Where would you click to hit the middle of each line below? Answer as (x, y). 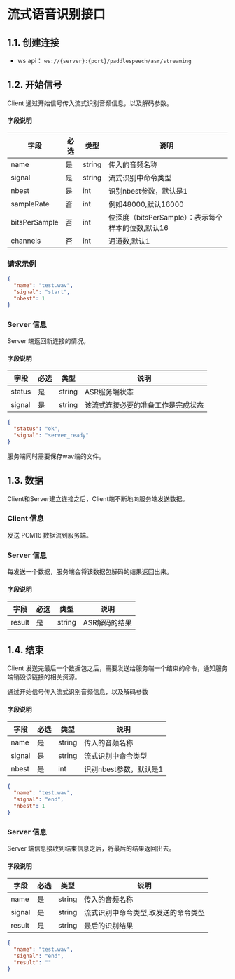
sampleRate (30, 204)
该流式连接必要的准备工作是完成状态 (144, 406)
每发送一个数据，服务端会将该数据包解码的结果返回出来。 (90, 572)
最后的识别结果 (108, 926)
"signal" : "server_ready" (51, 435)
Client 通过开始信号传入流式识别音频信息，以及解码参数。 (90, 103)
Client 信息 (26, 519)
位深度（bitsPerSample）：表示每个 (165, 218)
